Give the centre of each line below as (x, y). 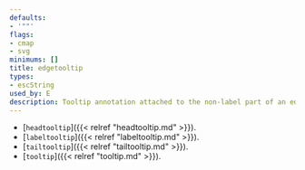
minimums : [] (34, 60)
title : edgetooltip (46, 69)
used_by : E (30, 93)
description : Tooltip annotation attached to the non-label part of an (148, 102)
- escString (32, 85)
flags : (22, 34)
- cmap (22, 43)
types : (22, 77)
